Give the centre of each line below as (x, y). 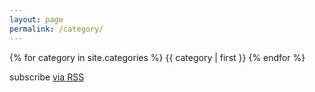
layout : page (36, 19)
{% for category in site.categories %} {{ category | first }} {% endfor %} (157, 57)
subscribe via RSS (47, 77)
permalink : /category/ (56, 29)
